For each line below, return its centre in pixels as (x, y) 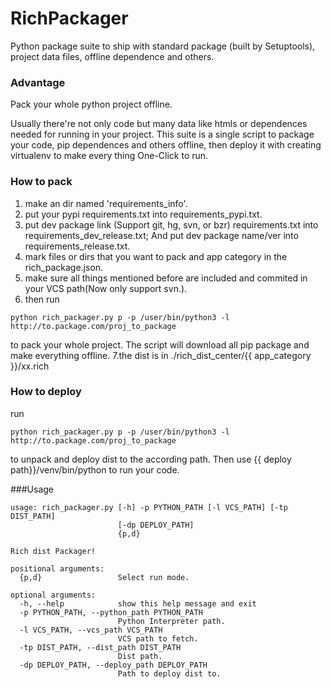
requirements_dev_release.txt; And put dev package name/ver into (161, 235)
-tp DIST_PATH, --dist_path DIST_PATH (100, 647)
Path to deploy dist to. (169, 673)
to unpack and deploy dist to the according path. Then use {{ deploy (151, 459)
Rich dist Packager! (53, 551)
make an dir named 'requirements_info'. (106, 203)
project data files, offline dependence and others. (112, 56)
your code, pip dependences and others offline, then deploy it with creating (166, 145)
